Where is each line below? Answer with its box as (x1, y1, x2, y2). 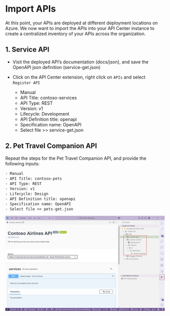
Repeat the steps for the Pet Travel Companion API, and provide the (5, 155, 147, 161)
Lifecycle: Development (20, 111, 70, 117)
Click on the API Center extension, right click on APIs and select (12, 74, 146, 80)
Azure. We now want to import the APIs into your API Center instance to (5, 25, 155, 31)
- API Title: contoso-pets (5, 176, 62, 181)
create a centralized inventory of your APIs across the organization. (5, 30, 146, 37)
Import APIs (5, 3, 56, 15)
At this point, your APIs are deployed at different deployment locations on (5, 20, 158, 26)
